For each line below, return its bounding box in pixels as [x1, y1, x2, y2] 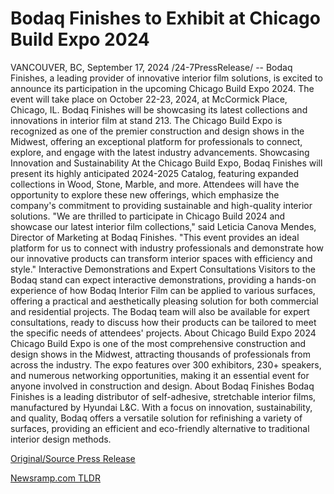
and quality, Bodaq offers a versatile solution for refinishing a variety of [10, 412, 303, 424]
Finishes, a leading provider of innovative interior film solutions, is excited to [10, 72, 323, 84]
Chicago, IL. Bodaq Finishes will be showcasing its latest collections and [10, 103, 308, 116]
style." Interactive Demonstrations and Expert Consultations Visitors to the [10, 263, 316, 275]
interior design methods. [10, 433, 112, 445]
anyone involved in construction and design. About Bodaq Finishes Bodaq [10, 380, 315, 392]
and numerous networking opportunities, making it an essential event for [10, 369, 310, 381]
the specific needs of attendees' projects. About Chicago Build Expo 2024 [10, 327, 317, 339]
